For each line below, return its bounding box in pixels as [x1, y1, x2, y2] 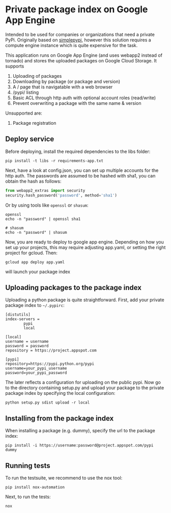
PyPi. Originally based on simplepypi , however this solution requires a [5, 37, 151, 43]
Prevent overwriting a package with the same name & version [12, 100, 141, 106]
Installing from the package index [5, 414, 114, 422]
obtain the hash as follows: [5, 178, 62, 184]
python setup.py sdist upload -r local [5, 400, 90, 405]
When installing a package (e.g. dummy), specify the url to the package [5, 428, 155, 434]
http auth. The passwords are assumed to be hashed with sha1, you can [5, 172, 156, 179]
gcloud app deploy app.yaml [5, 259, 65, 264]
